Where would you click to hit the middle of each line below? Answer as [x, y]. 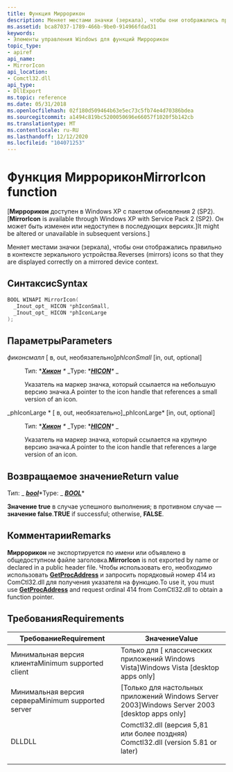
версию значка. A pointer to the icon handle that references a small [121, 392]
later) [129, 750]
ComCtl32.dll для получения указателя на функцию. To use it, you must [111, 582]
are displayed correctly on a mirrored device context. [83, 262]
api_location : [28, 72]
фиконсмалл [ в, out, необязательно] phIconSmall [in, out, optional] [105, 357]
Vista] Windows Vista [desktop [170, 667]
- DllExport [24, 91]
